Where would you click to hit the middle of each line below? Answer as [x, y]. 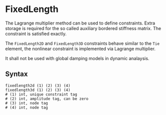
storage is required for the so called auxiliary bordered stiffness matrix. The [83, 28]
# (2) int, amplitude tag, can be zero [47, 98]
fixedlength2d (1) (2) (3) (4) [38, 85]
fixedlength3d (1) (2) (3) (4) [38, 90]
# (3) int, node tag [27, 103]
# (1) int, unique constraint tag [41, 94]
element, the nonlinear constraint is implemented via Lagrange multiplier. [80, 48]
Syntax [17, 74]
